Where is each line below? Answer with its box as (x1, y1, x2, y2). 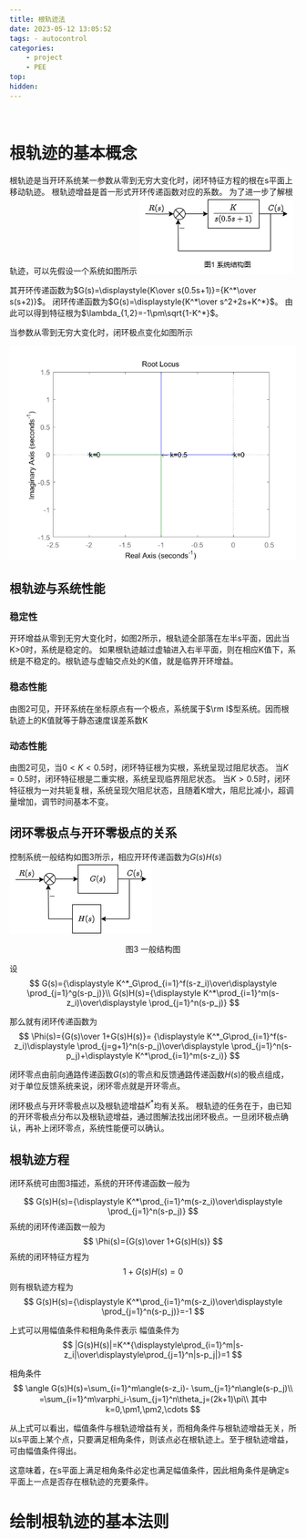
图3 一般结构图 (125, 943, 181, 954)
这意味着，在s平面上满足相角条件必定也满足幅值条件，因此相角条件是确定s (9, 1465, 290, 1476)
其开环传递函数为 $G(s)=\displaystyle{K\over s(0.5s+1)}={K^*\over (9, 284, 257, 295)
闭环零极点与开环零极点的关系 (9, 826, 178, 841)
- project (25, 53, 64, 63)
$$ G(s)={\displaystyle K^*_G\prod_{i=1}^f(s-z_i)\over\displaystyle (28, 978, 278, 989)
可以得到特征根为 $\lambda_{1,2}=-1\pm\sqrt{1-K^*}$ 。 (16, 307, 223, 318)
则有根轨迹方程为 (9, 1281, 74, 1293)
